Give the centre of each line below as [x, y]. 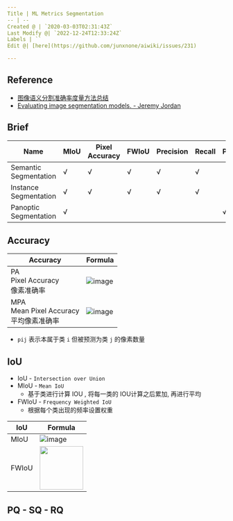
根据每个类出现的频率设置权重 [70, 410]
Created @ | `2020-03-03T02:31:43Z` [60, 26]
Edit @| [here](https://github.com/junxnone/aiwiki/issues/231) [102, 46]
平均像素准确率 [35, 321]
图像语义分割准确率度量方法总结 [63, 97]
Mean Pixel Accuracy [45, 311]
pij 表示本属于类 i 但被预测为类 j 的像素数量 [81, 339]
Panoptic [25, 207]
